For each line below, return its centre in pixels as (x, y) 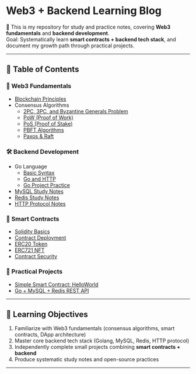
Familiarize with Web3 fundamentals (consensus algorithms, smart (94, 328)
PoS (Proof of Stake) (48, 123)
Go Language (31, 166)
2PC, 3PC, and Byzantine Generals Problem (76, 111)
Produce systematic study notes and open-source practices (87, 359)
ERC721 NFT (29, 250)
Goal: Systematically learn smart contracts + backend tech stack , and (91, 39)
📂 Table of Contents (43, 69)
